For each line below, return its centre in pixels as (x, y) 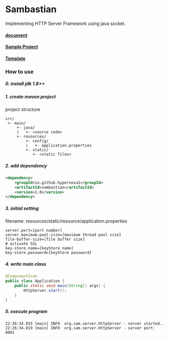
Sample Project (22, 47)
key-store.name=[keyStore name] (39, 248)
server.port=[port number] (34, 231)
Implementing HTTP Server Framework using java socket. (65, 23)
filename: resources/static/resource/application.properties (66, 221)
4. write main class (26, 264)
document (16, 35)
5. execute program (26, 312)
